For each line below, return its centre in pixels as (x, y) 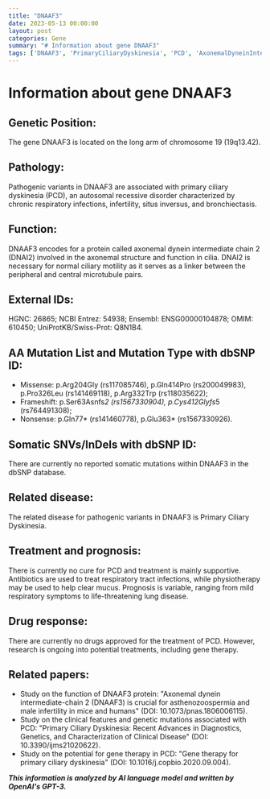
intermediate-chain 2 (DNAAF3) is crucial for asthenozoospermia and (135, 702)
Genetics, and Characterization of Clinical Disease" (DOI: (114, 737)
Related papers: (49, 675)
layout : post (30, 31)
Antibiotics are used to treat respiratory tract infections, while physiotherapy (135, 579)
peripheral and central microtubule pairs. (76, 274)
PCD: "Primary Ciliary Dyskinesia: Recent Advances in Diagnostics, (131, 728)
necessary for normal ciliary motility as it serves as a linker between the (127, 266)
